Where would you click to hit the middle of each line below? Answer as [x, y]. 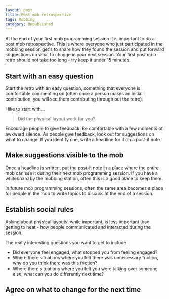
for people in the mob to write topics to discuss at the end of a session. [79, 193]
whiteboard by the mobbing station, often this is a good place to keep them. [84, 178]
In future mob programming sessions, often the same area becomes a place [84, 188]
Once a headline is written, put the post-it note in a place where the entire [82, 168]
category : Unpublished [29, 24]
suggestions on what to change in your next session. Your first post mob [81, 55]
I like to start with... [25, 109]
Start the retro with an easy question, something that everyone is [73, 88]
